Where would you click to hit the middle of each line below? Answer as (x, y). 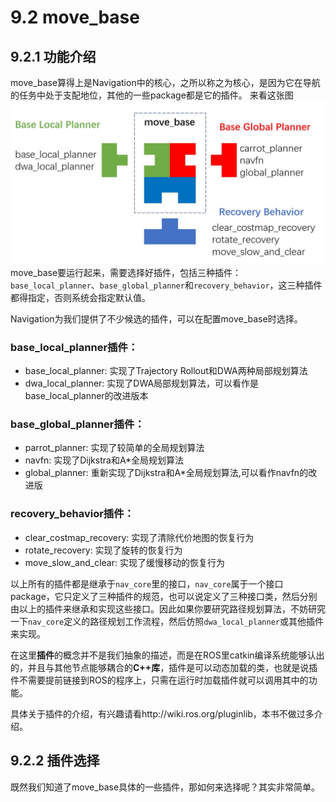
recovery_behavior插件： (72, 514)
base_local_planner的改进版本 (86, 396)
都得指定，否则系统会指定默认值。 (80, 297)
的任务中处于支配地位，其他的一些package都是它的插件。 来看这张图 (152, 95)
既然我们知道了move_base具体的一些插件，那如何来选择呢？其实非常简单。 (165, 787)
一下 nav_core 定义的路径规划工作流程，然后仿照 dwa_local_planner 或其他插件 (167, 621)
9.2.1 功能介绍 (53, 56)
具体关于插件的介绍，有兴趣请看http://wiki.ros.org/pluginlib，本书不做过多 (162, 713)
